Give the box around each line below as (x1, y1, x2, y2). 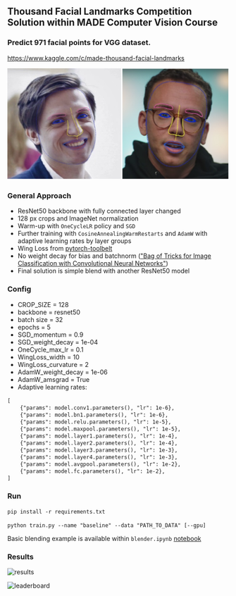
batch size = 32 (17, 315, 63, 323)
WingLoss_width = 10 (17, 352, 80, 361)
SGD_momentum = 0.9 (17, 330, 84, 339)
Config (7, 285, 32, 294)
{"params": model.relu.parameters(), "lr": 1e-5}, (20, 418, 172, 426)
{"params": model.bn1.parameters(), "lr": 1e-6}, (20, 411, 169, 418)
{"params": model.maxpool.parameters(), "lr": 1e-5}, (20, 426, 181, 433)
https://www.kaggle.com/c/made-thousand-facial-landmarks (7, 54, 185, 62)
